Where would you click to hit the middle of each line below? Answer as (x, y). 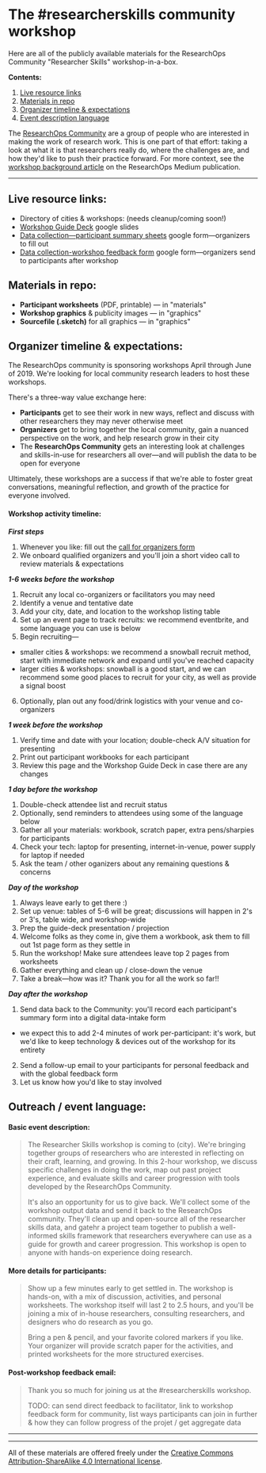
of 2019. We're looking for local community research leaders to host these (129, 373)
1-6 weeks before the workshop (61, 579)
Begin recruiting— (49, 637)
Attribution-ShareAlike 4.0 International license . (85, 1461)
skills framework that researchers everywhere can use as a (155, 1236)
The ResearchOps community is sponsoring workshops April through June (130, 365)
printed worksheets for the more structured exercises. (116, 1354)
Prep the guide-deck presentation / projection (95, 928)
